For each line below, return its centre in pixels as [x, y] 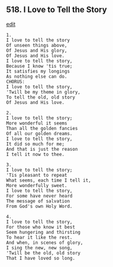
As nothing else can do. [37, 77]
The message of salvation [38, 201]
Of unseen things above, [37, 45]
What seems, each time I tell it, [49, 180]
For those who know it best [41, 227]
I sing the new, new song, [39, 248]
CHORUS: [16, 82]
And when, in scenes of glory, [45, 243]
